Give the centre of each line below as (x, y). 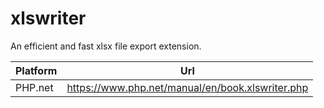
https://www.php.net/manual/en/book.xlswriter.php (187, 87)
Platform (36, 70)
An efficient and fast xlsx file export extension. (106, 46)
